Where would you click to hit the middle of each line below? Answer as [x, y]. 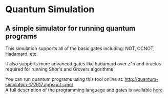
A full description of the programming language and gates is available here [84, 90]
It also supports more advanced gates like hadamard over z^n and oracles [83, 64]
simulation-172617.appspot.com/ [39, 84]
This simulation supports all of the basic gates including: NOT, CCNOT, [80, 48]
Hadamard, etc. [22, 54]
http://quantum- [142, 79]
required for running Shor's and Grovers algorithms [59, 69]
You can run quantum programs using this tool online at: [65, 79]
